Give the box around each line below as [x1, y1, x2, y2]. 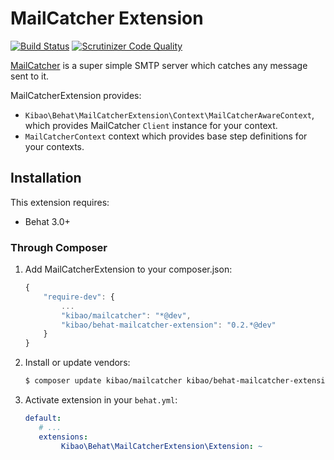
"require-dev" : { [43, 292, 116, 302]
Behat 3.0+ [24, 215, 71, 227]
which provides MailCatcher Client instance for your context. [24, 119, 278, 131]
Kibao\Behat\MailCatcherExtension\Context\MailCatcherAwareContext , [24, 108, 315, 121]
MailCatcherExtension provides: [10, 89, 142, 101]
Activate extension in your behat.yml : [24, 394, 178, 406]
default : [24, 413, 62, 424]
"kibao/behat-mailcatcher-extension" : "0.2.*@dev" [61, 320, 277, 330]
